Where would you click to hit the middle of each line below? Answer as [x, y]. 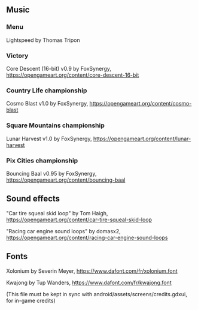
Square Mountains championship [55, 125]
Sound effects [33, 199]
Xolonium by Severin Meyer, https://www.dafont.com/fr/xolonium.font [92, 271]
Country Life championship [47, 91]
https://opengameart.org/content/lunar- [142, 139]
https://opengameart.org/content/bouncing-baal [66, 180]
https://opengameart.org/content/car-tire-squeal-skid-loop [79, 219]
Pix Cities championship [42, 160]
